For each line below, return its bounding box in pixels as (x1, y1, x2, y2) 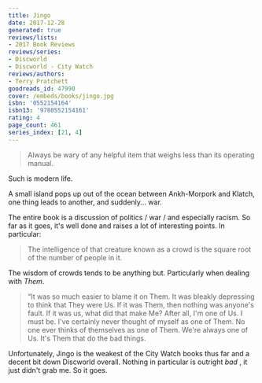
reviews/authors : (8, 70, 65, 78)
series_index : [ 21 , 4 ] (8, 128, 83, 136)
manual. (27, 158, 54, 168)
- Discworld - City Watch (8, 63, 93, 71)
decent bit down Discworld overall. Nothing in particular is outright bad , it (8, 357, 248, 366)
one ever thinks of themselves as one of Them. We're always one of (27, 325, 249, 334)
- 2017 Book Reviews (8, 41, 76, 49)
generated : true (8, 26, 61, 34)
